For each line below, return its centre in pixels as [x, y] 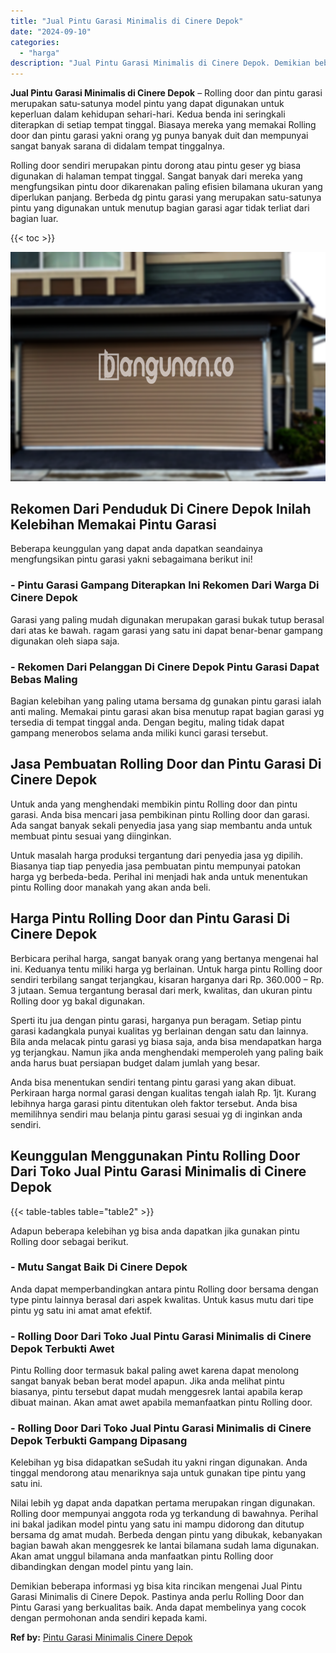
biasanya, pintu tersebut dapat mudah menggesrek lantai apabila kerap [156, 1392]
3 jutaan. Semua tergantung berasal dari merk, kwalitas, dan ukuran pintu [161, 990]
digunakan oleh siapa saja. [65, 641]
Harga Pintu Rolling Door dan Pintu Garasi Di [150, 918]
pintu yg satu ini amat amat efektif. [81, 1310]
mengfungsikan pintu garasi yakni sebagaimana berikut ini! [131, 559]
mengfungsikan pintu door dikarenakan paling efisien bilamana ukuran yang [166, 187]
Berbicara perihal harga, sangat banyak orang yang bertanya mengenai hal [164, 958]
